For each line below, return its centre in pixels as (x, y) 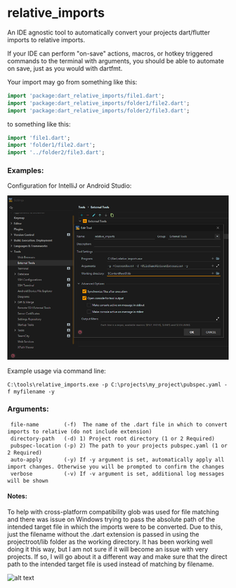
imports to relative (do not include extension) (80, 431)
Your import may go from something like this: (72, 81)
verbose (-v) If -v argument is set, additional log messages (117, 473)
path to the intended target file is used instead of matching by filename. (111, 564)
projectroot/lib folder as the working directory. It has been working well (110, 542)
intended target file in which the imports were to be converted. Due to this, (115, 527)
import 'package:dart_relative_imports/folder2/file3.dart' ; (99, 110)
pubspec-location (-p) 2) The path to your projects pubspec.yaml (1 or (119, 445)
